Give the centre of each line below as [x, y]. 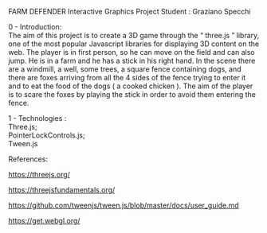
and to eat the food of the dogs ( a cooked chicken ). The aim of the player [131, 86]
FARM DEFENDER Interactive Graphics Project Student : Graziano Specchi [130, 12]
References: [28, 159]
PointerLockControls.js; [47, 135]
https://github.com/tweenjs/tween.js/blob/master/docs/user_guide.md [124, 205]
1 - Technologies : [37, 118]
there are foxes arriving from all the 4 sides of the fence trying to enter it [127, 78]
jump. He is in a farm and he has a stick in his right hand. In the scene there [132, 60]
